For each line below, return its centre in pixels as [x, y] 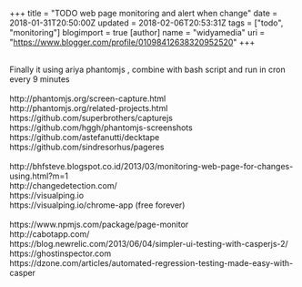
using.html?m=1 [39, 176]
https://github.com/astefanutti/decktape [85, 137]
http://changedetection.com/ [63, 185]
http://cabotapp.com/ [50, 234]
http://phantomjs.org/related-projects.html [89, 108]
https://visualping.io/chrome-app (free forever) [97, 205]
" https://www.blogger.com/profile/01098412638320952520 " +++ [132, 42]
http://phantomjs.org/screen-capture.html [88, 98]
